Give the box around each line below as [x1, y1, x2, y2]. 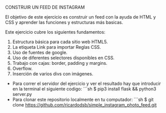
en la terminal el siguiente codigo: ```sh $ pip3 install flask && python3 [12, 86, 156, 92]
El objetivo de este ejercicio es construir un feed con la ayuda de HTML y [5, 14, 156, 20]
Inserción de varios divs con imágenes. [12, 71, 93, 77]
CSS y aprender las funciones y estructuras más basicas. [5, 20, 123, 25]
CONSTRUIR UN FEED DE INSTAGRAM [5, 5, 85, 10]
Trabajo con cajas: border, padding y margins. [12, 60, 107, 66]
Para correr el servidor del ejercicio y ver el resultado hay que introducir [12, 80, 161, 86]
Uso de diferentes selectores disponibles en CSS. [12, 55, 115, 61]
